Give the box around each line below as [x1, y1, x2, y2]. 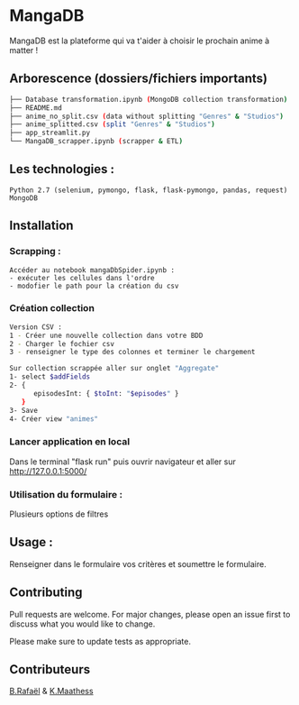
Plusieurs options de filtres [9, 508, 109, 519]
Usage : [9, 535, 54, 550]
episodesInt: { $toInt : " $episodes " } [32, 389, 179, 398]
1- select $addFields [9, 372, 91, 381]
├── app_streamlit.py [9, 128, 91, 138]
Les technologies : [9, 161, 115, 177]
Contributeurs [9, 662, 91, 677]
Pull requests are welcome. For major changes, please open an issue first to [9, 609, 291, 619]
